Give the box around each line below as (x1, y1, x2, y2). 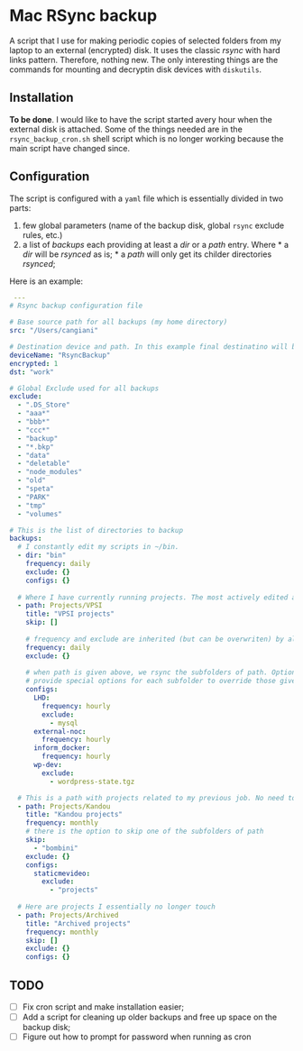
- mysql (49, 718, 78, 727)
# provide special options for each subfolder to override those (25, 677, 277, 686)
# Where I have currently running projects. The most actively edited (17, 592, 289, 602)
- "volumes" (17, 509, 63, 518)
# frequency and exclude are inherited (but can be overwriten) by (25, 635, 284, 644)
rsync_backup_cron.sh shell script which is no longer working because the (9, 133, 284, 144)
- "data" (17, 451, 50, 460)
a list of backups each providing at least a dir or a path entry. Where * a (22, 239, 289, 250)
